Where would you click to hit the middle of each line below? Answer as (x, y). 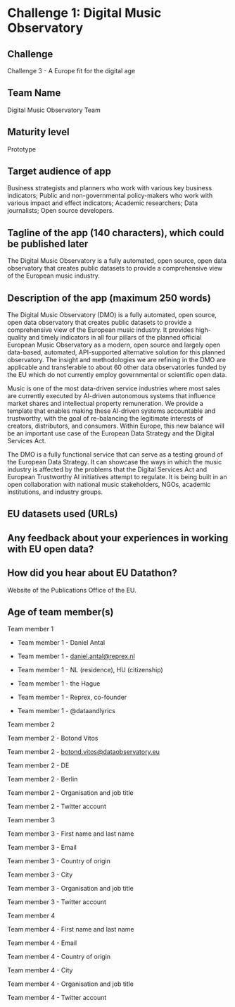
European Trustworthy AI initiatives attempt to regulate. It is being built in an (117, 477)
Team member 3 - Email (42, 848)
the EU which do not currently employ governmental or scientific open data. (117, 375)
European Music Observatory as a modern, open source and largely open (114, 345)
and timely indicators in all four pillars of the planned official (115, 338)
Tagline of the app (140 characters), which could (116, 233)
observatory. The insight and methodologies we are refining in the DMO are (117, 360)
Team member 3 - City (40, 875)
